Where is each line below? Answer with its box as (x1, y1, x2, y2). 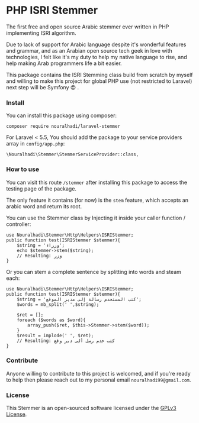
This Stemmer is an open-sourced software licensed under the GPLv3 (6, 405, 176, 412)
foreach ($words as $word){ (17, 317, 86, 323)
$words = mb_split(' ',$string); (17, 301, 99, 308)
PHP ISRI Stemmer (6, 4, 98, 17)
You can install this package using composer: (6, 112, 117, 119)
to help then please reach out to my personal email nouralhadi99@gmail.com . (6, 376, 191, 383)
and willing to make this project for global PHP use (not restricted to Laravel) (6, 78, 192, 85)
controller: (6, 220, 31, 228)
